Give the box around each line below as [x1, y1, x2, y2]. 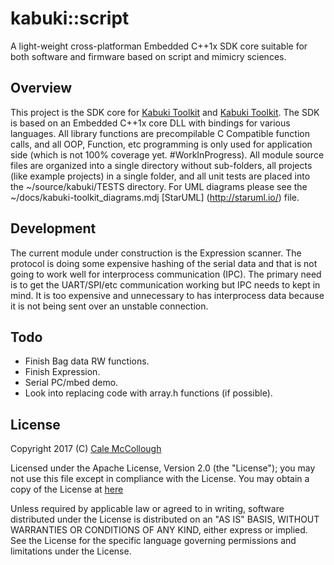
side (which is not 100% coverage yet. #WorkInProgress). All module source [10, 148, 325, 161]
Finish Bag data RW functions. [24, 355, 150, 367]
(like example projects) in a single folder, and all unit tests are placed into [10, 170, 311, 182]
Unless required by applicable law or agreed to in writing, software [10, 503, 285, 515]
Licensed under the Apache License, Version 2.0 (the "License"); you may [10, 462, 316, 474]
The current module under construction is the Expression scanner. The [10, 247, 302, 259]
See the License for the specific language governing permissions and [10, 535, 297, 547]
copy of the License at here [10, 483, 124, 496]
